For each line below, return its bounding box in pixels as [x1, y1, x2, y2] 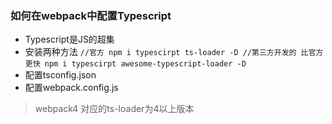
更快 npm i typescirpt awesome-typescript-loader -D [24, 59, 247, 69]
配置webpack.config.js [24, 82, 119, 94]
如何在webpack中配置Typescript [10, 8, 172, 22]
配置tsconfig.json [24, 69, 97, 81]
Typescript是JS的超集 [24, 33, 115, 46]
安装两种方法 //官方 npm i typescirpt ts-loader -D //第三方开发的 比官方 [24, 46, 324, 58]
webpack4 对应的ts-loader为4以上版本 [34, 103, 195, 115]
